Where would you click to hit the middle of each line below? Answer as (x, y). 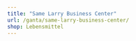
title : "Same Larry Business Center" (62, 14)
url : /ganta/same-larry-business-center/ (68, 20)
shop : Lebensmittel (36, 26)
